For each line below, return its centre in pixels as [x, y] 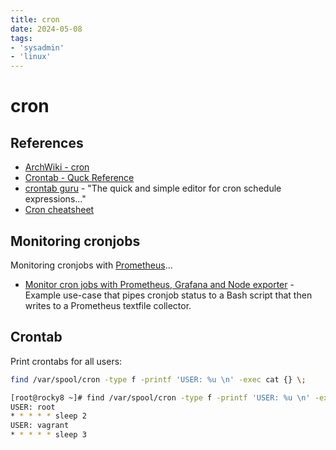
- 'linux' [31, 57]
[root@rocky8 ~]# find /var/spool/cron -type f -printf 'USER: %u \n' [160, 397]
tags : [21, 38]
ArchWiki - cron [57, 167]
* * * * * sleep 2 [48, 416]
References [47, 142]
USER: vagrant [40, 426]
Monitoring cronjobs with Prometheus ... [91, 265]
